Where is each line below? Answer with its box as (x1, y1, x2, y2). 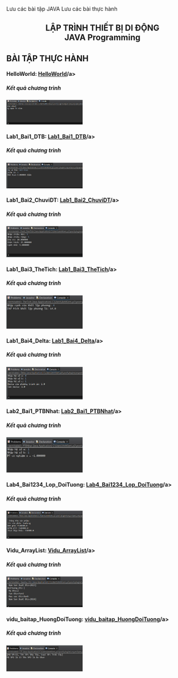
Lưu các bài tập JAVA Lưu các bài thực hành (6, 6, 118, 12)
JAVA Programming (64, 32, 141, 43)
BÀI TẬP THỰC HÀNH (6, 53, 89, 64)
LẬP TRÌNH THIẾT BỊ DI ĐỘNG (45, 23, 160, 33)
